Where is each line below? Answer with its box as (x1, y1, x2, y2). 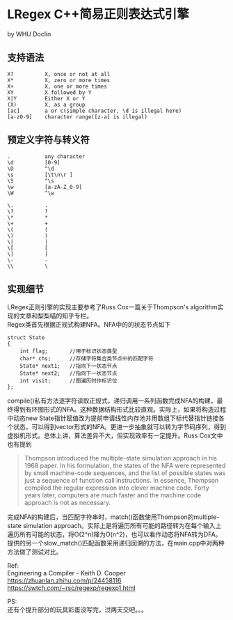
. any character (7, 153, 86, 160)
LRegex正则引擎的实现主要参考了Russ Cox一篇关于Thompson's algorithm (7, 303, 218, 311)
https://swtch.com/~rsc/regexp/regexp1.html (7, 584, 136, 592)
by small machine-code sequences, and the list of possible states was (24, 469, 226, 477)
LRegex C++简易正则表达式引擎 (7, 6, 189, 22)
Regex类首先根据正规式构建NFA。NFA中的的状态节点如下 (7, 320, 171, 329)
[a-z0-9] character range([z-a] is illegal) (7, 113, 148, 121)
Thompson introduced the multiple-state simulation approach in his (24, 454, 218, 463)
